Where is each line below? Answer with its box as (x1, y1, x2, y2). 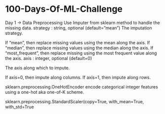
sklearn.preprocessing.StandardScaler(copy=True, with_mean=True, (5, 98, 144, 104)
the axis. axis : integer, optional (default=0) (5, 55, 92, 61)
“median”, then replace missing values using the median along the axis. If (5, 45, 154, 51)
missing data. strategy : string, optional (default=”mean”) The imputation (5, 25, 152, 30)
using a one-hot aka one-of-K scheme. (5, 89, 84, 95)
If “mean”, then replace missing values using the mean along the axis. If (5, 39, 150, 45)
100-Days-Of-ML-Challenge (5, 3, 123, 15)
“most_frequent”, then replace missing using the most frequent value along (5, 50, 157, 56)
